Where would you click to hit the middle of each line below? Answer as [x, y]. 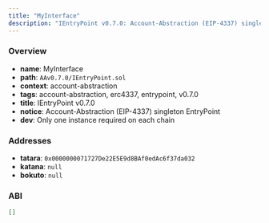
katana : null [41, 167]
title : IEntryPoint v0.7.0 [57, 103]
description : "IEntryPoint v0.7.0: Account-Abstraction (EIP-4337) [123, 23]
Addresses [30, 140]
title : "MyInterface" [44, 16]
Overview [28, 51]
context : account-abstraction [68, 86]
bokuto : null [41, 175]
